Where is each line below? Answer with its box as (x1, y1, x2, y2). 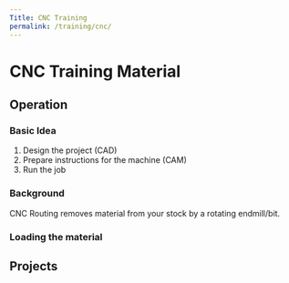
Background (9, 187, 66, 200)
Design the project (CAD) (22, 145, 118, 156)
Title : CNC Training (9, 13, 88, 23)
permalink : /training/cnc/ (9, 22, 112, 31)
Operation (9, 97, 68, 113)
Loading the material (9, 230, 103, 243)
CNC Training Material (9, 61, 181, 82)
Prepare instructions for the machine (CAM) (22, 155, 187, 166)
